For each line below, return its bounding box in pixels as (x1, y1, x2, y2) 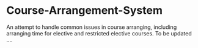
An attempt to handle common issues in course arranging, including (6, 23, 177, 31)
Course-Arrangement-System (6, 4, 163, 17)
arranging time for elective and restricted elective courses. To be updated (6, 29, 192, 37)
